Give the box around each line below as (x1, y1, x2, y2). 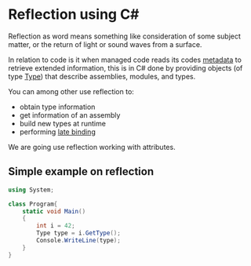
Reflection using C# (8, 5, 140, 24)
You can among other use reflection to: (8, 86, 135, 96)
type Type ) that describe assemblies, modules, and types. (8, 71, 196, 81)
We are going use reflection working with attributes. (8, 142, 176, 151)
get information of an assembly (19, 110, 121, 119)
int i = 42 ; (36, 222, 76, 230)
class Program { (8, 200, 58, 208)
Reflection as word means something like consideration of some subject (8, 31, 242, 41)
